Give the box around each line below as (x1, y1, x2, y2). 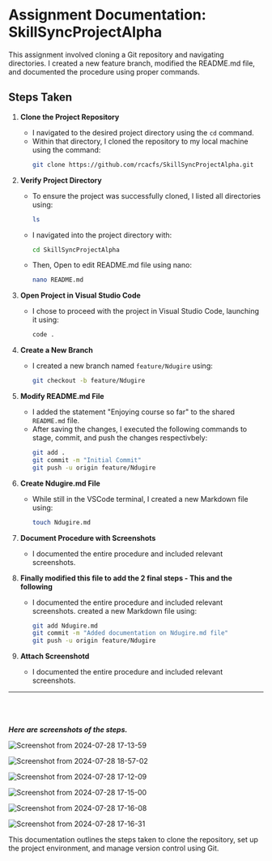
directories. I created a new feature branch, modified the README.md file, (8, 58, 255, 68)
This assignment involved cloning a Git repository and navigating (8, 49, 224, 59)
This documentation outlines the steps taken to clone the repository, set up (8, 835, 259, 845)
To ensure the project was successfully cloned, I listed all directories (32, 191, 261, 200)
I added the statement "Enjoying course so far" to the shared (32, 407, 236, 417)
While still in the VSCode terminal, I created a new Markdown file (32, 494, 249, 503)
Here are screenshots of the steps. (8, 725, 128, 735)
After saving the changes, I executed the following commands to (32, 424, 248, 434)
